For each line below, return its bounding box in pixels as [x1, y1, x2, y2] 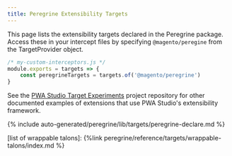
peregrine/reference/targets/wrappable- [103, 134, 221, 143]
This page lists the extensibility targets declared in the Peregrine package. [7, 30, 224, 38]
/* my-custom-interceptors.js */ [7, 58, 106, 66]
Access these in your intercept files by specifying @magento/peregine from [7, 37, 223, 46]
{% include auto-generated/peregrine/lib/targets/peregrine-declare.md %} [7, 120, 225, 128]
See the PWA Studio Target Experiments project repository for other [7, 91, 205, 100]
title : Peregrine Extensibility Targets [7, 10, 129, 18]
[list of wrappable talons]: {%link [7, 134, 103, 143]
